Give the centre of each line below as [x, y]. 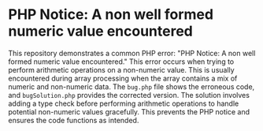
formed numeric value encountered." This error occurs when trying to [121, 62]
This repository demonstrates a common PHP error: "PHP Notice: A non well [132, 53]
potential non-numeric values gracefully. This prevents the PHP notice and [129, 111]
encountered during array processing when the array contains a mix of [123, 78]
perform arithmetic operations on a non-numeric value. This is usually [121, 69]
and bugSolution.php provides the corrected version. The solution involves [129, 95]
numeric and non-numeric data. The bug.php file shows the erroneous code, [131, 86]
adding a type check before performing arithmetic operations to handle [124, 103]
